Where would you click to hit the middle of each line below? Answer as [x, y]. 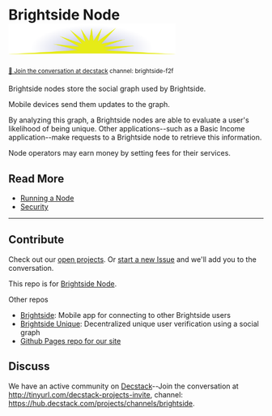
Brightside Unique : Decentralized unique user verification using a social [139, 324]
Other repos [28, 299]
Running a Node [47, 198]
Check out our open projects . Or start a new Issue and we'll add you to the [132, 259]
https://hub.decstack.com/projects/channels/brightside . [102, 403]
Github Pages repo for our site [70, 341]
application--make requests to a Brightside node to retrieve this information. [135, 137]
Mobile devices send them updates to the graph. [89, 105]
